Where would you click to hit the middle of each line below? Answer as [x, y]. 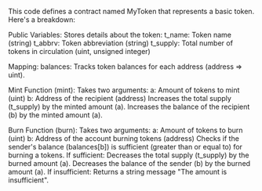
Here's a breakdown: [42, 20]
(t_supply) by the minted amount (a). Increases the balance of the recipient [129, 106]
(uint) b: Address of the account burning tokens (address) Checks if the [124, 139]
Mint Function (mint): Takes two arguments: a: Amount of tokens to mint [124, 90]
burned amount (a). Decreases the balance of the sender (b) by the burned [129, 163]
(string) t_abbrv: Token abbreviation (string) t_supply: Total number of [121, 43]
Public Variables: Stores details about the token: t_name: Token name [120, 35]
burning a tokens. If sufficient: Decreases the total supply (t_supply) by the [129, 155]
